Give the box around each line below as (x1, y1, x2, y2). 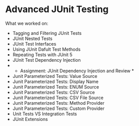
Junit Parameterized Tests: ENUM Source (12, 83, 100, 90)
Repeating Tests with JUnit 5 (12, 52, 73, 58)
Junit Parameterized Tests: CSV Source (12, 89, 95, 95)
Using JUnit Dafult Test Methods (12, 46, 81, 52)
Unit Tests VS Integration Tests (12, 110, 77, 117)
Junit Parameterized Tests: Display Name (12, 78, 99, 85)
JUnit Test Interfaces (12, 40, 57, 47)
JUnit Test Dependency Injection (12, 57, 81, 63)
